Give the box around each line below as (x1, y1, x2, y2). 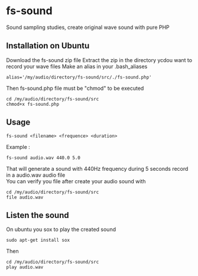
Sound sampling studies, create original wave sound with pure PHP (6, 24, 170, 31)
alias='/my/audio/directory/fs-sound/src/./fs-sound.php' (6, 74, 152, 80)
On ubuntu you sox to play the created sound (6, 226, 116, 233)
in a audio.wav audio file (6, 171, 66, 178)
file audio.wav (6, 194, 44, 200)
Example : (6, 143, 31, 150)
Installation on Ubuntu (6, 41, 90, 51)
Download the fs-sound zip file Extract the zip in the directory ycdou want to (6, 56, 193, 63)
